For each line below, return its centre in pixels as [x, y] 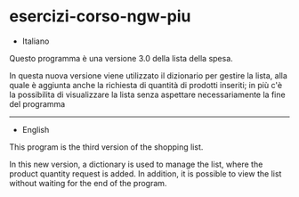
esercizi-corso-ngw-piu [100, 16]
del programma [37, 103]
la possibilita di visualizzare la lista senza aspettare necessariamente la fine [148, 94]
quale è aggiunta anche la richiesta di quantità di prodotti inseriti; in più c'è [146, 85]
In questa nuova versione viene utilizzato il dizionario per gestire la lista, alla [148, 75]
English [36, 129]
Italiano [36, 41]
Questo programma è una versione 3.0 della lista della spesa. [121, 58]
